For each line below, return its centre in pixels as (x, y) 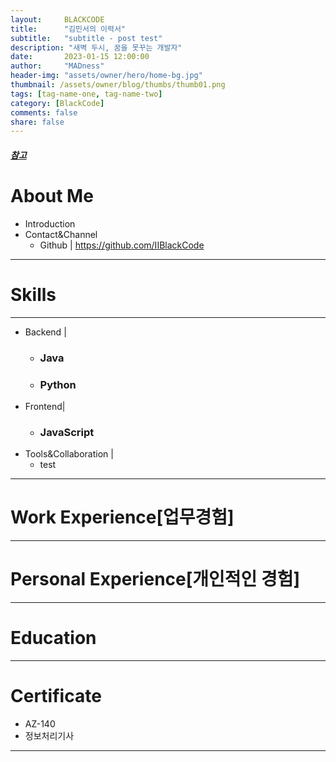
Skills (33, 294)
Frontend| (45, 406)
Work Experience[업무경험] (122, 517)
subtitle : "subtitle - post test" (86, 38)
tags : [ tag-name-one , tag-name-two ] (86, 94)
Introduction (50, 223)
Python (58, 384)
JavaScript (67, 432)
